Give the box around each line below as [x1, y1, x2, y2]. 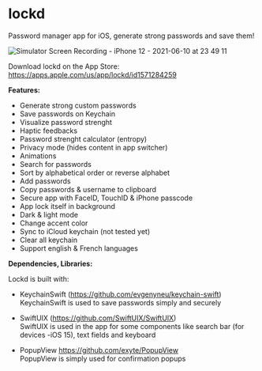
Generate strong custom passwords [19, 100, 137, 110]
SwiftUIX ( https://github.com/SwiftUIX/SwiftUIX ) [19, 313, 177, 323]
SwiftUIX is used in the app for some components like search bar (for [19, 321, 245, 331]
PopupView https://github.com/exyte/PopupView [19, 345, 179, 354]
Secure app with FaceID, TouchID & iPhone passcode [19, 193, 193, 203]
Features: [8, 85, 41, 95]
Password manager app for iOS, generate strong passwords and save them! [8, 31, 255, 40]
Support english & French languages [19, 243, 138, 253]
